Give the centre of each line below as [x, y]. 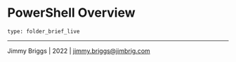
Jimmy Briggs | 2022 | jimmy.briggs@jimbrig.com [79, 51]
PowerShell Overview [71, 13]
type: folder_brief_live [44, 31]
